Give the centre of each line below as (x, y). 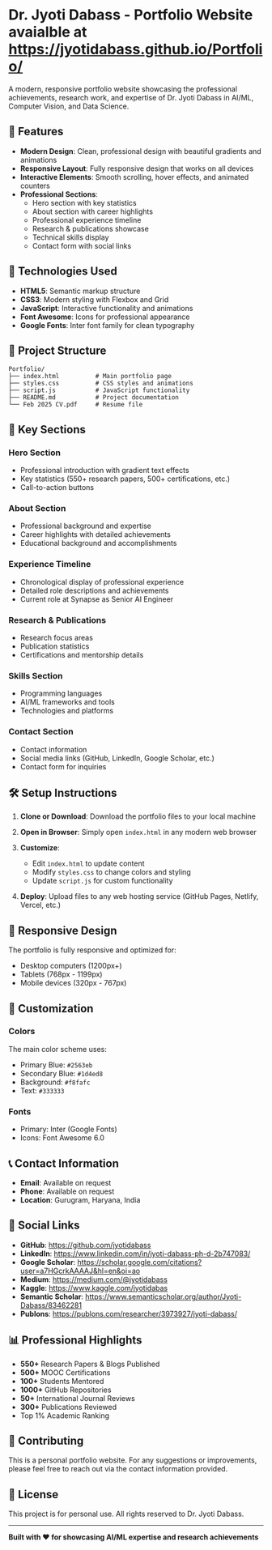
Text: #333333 (42, 1090)
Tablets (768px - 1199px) (61, 974)
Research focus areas (56, 637)
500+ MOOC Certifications (65, 1372)
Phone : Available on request (67, 1191)
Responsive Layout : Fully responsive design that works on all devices (137, 168)
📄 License (34, 1495)
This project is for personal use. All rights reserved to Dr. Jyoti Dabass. (126, 1514)
